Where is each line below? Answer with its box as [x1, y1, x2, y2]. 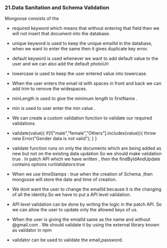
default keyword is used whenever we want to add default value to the [12, 55, 158, 61]
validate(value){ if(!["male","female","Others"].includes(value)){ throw [12, 130, 156, 136]
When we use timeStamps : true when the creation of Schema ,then [12, 171, 153, 177]
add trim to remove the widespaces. [12, 86, 87, 92]
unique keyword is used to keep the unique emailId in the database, [12, 40, 152, 46]
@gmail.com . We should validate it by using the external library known [12, 222, 160, 228]
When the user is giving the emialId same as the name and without [12, 216, 151, 223]
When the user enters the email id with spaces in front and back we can [12, 80, 162, 87]
